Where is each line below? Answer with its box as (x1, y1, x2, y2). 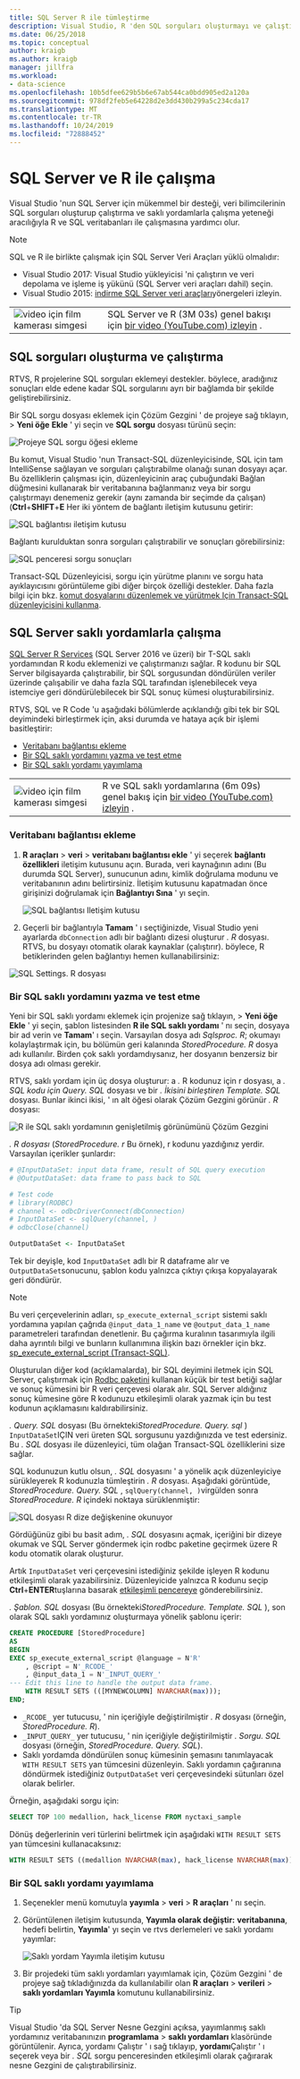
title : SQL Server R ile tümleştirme (9, 13, 150, 22)
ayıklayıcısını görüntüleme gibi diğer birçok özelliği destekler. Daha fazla (9, 580, 274, 591)
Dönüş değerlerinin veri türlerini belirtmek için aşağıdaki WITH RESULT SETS (9, 1828, 281, 1839)
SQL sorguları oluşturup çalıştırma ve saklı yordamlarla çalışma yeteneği (9, 207, 274, 217)
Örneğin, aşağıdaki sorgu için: (9, 1795, 120, 1806)
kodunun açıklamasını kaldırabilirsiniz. (9, 1402, 149, 1414)
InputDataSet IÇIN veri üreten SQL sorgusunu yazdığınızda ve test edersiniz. (9, 1429, 287, 1441)
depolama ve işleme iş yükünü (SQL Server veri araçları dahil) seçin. (21, 278, 274, 289)
